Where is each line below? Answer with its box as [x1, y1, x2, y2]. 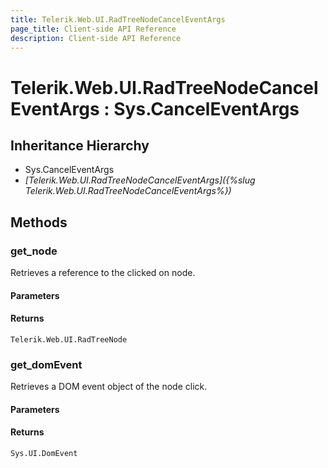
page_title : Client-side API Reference [10, 24, 177, 34]
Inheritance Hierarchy [10, 137, 150, 154]
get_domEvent [10, 357, 83, 371]
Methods [10, 214, 68, 231]
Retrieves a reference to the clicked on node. [10, 267, 196, 279]
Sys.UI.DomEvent [10, 448, 78, 458]
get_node [10, 244, 58, 258]
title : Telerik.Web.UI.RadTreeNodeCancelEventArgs [10, 14, 226, 25]
